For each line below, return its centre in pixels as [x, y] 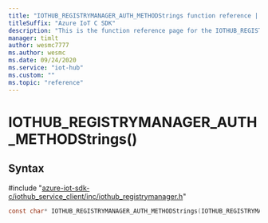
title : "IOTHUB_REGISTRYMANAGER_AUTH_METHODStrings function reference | [134, 16]
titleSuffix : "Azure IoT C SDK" [62, 23]
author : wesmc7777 [39, 46]
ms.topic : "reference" [46, 82]
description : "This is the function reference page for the [110, 30]
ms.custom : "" [32, 75]
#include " [25, 188]
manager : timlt [33, 38]
